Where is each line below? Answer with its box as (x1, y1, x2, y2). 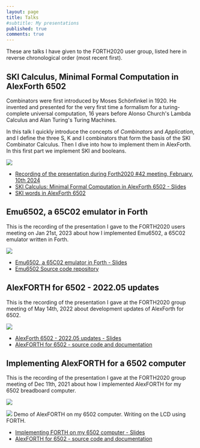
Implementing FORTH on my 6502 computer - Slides (14, 429, 145, 436)
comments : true (6, 31, 44, 37)
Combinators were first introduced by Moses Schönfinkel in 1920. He (6, 97, 177, 104)
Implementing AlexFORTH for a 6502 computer (6, 358, 186, 368)
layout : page (6, 8, 39, 15)
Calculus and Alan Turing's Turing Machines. (6, 116, 117, 124)
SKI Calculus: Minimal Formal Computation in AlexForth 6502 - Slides (14, 183, 186, 190)
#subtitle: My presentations (6, 20, 79, 26)
